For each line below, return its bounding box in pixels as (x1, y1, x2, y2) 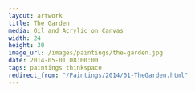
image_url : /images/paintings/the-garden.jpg (8, 49, 163, 57)
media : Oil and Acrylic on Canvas (8, 26, 124, 34)
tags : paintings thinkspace (8, 64, 103, 72)
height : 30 (8, 42, 45, 50)
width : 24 (8, 34, 42, 42)
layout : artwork (8, 11, 63, 20)
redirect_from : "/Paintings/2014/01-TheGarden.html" (8, 71, 189, 79)
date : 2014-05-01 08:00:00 (8, 57, 99, 65)
